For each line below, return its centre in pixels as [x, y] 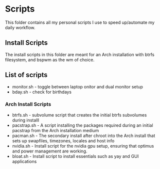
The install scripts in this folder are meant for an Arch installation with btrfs [80, 54]
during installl [26, 120]
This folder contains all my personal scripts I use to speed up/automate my [80, 22]
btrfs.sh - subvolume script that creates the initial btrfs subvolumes [79, 115]
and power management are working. [50, 151]
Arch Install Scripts [28, 104]
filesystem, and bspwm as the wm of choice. [50, 60]
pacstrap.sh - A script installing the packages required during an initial [82, 125]
